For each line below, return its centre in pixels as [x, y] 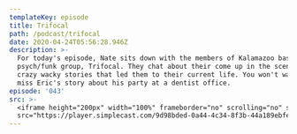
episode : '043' [37, 91]
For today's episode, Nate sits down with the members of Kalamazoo [146, 58]
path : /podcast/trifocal [55, 33]
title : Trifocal [39, 26]
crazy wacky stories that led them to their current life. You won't [148, 75]
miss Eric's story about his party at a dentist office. [124, 83]
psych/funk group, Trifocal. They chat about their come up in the [144, 67]
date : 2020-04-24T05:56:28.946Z [69, 42]
